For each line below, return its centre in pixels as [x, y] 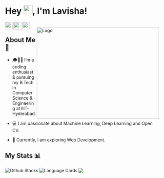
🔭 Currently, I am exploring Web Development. [59, 140]
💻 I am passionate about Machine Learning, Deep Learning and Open [82, 123]
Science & [22, 98]
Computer [22, 92]
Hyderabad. [24, 113]
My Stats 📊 [23, 156]
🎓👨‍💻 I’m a [23, 60]
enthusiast [22, 72]
